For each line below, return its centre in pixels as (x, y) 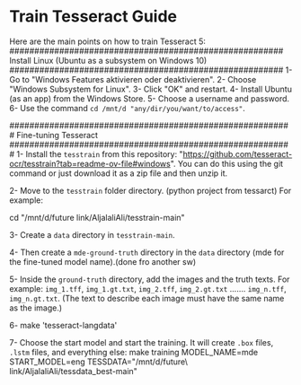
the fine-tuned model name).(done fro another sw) (103, 261)
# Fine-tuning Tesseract (54, 135)
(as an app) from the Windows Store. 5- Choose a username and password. (150, 98)
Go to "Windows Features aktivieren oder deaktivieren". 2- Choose (133, 79)
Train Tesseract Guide (93, 17)
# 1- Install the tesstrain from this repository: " (96, 153)
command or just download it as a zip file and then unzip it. (119, 173)
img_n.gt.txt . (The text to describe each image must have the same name (147, 298)
